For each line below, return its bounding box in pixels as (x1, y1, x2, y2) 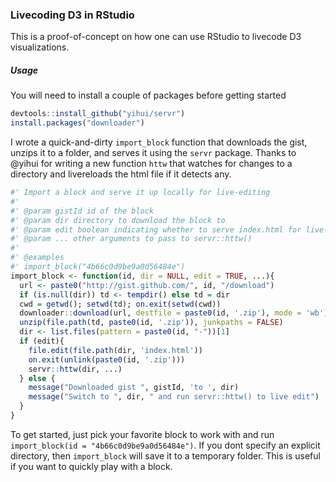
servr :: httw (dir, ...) (28, 364, 123, 374)
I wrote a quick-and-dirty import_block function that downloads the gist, (10, 136, 308, 148)
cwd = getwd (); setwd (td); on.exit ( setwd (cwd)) (19, 299, 222, 309)
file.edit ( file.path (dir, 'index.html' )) (28, 345, 203, 355)
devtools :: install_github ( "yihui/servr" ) (10, 109, 186, 119)
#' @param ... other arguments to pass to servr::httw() (10, 234, 253, 244)
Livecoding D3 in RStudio (10, 8, 135, 22)
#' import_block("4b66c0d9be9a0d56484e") (10, 262, 186, 272)
